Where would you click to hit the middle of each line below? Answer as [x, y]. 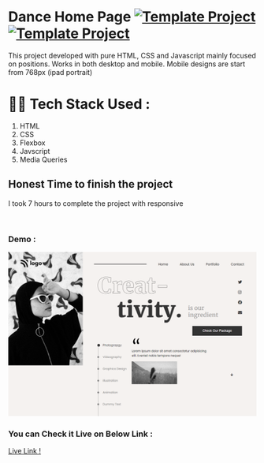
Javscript [35, 151]
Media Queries [43, 159]
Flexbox [32, 143]
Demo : [22, 239]
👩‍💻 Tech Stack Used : [79, 105]
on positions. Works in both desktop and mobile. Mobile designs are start [127, 64]
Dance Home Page [70, 17]
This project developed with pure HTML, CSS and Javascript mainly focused [132, 55]
